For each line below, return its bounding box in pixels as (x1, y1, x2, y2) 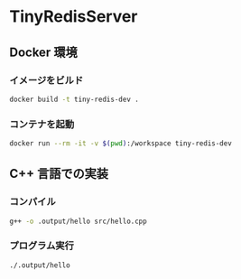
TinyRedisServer (9, 6, 138, 27)
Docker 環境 (9, 44, 79, 60)
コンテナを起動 (9, 117, 75, 130)
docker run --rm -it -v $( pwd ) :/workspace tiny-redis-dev (9, 139, 232, 148)
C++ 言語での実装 (9, 166, 109, 181)
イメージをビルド (9, 74, 84, 87)
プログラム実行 (9, 239, 75, 252)
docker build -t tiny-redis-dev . (9, 95, 140, 104)
